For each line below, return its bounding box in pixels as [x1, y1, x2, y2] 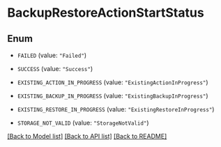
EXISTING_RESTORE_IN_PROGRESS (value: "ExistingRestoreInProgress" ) [17, 105, 215, 113]
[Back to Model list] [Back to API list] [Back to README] [7, 132, 167, 140]
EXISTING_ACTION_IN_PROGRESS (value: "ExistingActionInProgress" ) [17, 78, 208, 86]
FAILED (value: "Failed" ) [17, 51, 87, 59]
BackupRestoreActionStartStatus [7, 5, 204, 21]
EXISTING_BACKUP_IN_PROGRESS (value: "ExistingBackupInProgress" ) [17, 92, 208, 100]
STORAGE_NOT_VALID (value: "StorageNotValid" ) [17, 118, 149, 127]
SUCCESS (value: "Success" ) [17, 65, 93, 72]
